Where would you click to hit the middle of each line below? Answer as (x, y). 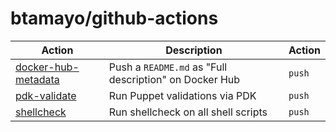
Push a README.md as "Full (168, 67)
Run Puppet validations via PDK (182, 95)
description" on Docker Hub (174, 79)
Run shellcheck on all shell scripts (188, 112)
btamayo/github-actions (114, 18)
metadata (37, 79)
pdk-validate (46, 95)
